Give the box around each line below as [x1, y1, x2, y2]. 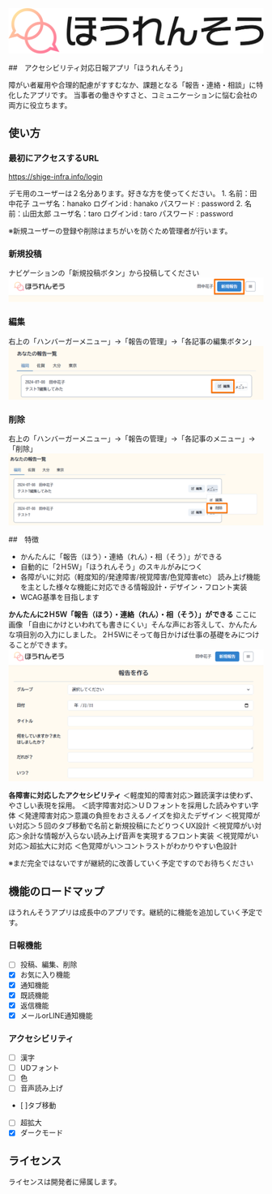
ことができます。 [15, 640, 72, 649]
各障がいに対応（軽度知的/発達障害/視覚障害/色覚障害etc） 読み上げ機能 [19, 571, 261, 581]
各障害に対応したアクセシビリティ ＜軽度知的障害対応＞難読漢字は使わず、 [8, 790, 257, 800]
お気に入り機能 [19, 969, 70, 980]
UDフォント [19, 1063, 60, 1073]
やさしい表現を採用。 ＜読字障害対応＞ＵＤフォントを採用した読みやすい [8, 801, 252, 811]
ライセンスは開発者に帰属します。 [8, 1177, 121, 1187]
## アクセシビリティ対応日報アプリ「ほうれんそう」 [8, 63, 188, 73]
